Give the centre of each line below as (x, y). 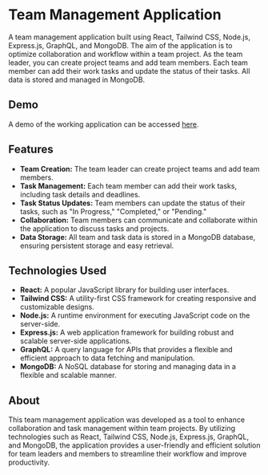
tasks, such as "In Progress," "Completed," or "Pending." (113, 211)
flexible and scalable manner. (68, 376)
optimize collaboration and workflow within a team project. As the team (126, 54)
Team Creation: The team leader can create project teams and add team (140, 168)
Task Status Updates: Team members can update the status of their (132, 203)
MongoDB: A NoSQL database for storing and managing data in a (128, 367)
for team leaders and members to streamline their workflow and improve (128, 454)
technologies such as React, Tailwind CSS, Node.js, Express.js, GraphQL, (129, 437)
